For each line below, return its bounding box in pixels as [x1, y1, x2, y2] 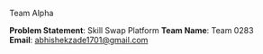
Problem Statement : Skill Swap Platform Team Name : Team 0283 [9, 25, 254, 35]
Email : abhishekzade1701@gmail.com [9, 35, 149, 45]
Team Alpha [9, 8, 54, 18]
